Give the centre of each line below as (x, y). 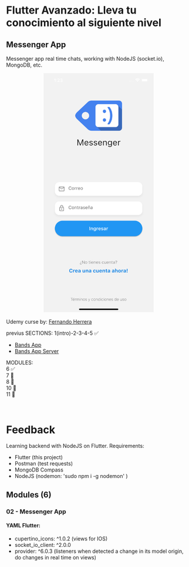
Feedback (31, 429)
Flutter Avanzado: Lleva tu (71, 10)
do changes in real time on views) (55, 557)
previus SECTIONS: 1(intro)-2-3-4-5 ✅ (52, 333)
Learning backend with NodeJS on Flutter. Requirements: (75, 446)
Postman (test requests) (44, 464)
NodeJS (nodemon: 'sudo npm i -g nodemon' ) (71, 476)
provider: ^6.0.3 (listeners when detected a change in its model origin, (99, 551)
